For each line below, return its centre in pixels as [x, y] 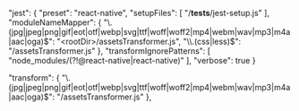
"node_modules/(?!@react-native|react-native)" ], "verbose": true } [132, 60]
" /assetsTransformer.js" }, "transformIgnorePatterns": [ [110, 51]
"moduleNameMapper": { [55, 22]
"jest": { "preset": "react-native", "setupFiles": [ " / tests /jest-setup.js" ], [139, 13]
